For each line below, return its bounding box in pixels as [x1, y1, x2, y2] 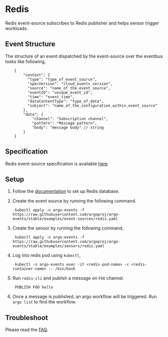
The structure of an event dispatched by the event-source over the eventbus [5, 53, 163, 59]
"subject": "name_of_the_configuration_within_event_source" [27, 103, 157, 108]
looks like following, [5, 58, 46, 64]
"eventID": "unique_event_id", [27, 90, 93, 95]
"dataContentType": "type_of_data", [27, 98, 104, 103]
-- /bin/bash [48, 266, 76, 271]
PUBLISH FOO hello [14, 285, 53, 290]
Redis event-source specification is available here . [5, 160, 109, 166]
